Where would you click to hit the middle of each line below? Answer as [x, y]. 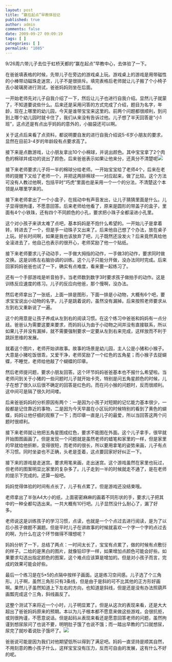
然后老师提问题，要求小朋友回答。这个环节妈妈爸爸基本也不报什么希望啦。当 [86, 372]
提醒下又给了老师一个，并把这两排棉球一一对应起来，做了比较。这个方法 [90, 176]
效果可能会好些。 [32, 564]
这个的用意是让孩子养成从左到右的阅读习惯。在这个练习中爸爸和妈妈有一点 [84, 318]
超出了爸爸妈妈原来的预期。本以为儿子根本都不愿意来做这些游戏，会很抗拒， [86, 611]
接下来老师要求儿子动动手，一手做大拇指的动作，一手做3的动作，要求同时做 [85, 253]
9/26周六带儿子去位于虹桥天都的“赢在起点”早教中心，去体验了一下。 [77, 63]
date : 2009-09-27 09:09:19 [34, 34]
